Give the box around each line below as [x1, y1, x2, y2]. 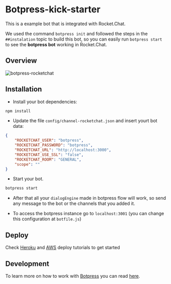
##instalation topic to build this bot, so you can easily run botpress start [5, 36, 163, 42]
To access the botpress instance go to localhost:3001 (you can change [12, 211, 164, 217]
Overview [5, 56, 37, 65]
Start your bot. [12, 176, 44, 182]
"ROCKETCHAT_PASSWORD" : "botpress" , [14, 143, 93, 148]
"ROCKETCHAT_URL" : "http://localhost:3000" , [14, 147, 111, 153]
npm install [5, 108, 31, 113]
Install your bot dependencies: [12, 99, 78, 105]
